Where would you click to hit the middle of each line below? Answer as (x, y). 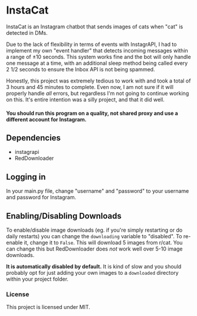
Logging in (26, 177)
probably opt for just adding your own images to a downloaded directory (92, 272)
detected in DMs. (27, 32)
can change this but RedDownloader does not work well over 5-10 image (94, 249)
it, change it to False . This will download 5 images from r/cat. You (103, 242)
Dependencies (33, 138)
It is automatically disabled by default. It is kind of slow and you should (94, 266)
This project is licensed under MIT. (48, 307)
